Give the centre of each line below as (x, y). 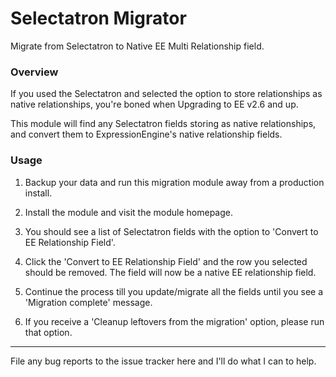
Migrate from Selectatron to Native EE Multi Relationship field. (137, 46)
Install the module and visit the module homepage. (129, 212)
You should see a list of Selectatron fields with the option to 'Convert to (171, 231)
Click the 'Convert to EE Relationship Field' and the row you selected (166, 261)
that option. (48, 332)
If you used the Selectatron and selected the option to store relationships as (166, 94)
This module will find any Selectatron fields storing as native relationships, (163, 124)
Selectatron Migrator (98, 18)
